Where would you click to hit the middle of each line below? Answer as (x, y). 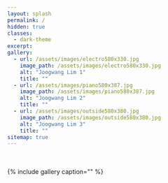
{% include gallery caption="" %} (55, 172)
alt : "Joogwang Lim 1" (53, 72)
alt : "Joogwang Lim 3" (53, 124)
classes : (20, 33)
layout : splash (29, 14)
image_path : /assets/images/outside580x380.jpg (90, 117)
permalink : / (26, 20)
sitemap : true (28, 137)
